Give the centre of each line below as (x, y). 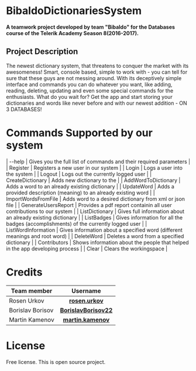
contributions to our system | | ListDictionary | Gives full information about (95, 211)
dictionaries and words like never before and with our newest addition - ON (97, 103)
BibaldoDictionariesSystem (74, 11)
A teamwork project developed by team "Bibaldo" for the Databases (91, 27)
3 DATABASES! (24, 109)
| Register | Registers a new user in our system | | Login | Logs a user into (94, 167)
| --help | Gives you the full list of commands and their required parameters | (98, 162)
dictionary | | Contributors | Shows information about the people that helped (97, 242)
